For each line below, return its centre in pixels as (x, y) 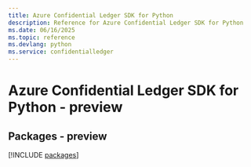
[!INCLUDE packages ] (44, 155)
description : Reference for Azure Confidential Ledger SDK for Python (126, 23)
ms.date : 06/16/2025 (42, 30)
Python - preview (65, 107)
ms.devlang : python (40, 45)
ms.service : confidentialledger (61, 52)
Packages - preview (58, 136)
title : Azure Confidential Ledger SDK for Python (91, 15)
